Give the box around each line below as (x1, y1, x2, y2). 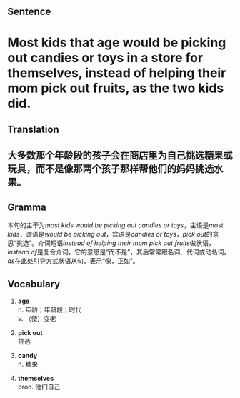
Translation (7, 123, 59, 135)
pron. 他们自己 (17, 382, 61, 391)
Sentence (7, 6, 51, 18)
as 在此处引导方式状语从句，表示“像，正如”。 (7, 257, 139, 265)
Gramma (7, 201, 46, 213)
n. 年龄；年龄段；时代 (17, 305, 82, 314)
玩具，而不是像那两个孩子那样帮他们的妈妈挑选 (7, 163, 214, 175)
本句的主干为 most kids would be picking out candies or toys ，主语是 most (7, 221, 224, 229)
